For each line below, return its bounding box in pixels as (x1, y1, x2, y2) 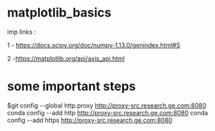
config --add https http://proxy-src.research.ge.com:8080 (7, 116, 173, 124)
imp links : (7, 28, 37, 36)
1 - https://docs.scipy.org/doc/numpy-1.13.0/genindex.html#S (7, 41, 181, 49)
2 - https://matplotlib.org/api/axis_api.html (7, 54, 125, 63)
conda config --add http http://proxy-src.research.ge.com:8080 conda (7, 108, 208, 117)
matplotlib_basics (7, 5, 112, 21)
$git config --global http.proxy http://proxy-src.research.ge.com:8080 (7, 101, 207, 110)
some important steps (7, 79, 136, 94)
